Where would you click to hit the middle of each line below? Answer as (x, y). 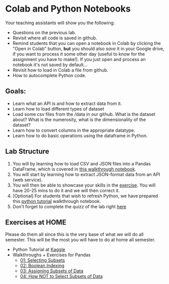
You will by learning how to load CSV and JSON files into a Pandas (82, 163)
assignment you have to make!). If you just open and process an (79, 59)
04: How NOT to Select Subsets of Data (61, 276)
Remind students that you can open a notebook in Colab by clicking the (87, 43)
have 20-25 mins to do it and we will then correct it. (66, 190)
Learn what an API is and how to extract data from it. (67, 103)
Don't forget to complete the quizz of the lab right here (69, 206)
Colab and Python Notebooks (68, 9)
